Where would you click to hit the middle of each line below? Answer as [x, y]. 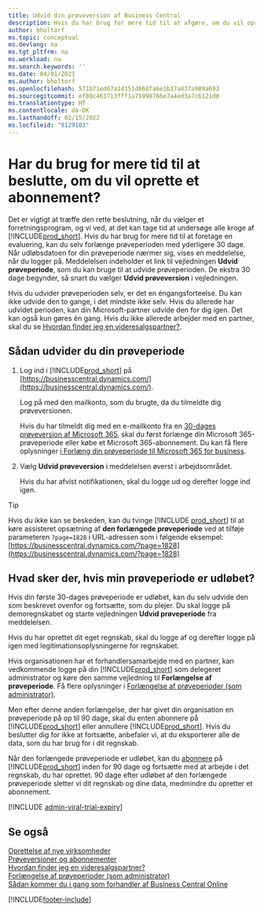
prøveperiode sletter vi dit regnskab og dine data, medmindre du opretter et [130, 784]
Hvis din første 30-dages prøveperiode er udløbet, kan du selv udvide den [128, 597]
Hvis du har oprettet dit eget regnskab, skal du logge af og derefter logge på [132, 637]
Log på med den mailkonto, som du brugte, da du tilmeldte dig [120, 402]
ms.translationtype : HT [47, 103]
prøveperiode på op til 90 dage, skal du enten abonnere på [103, 718]
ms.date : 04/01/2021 [42, 74]
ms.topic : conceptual [44, 37]
